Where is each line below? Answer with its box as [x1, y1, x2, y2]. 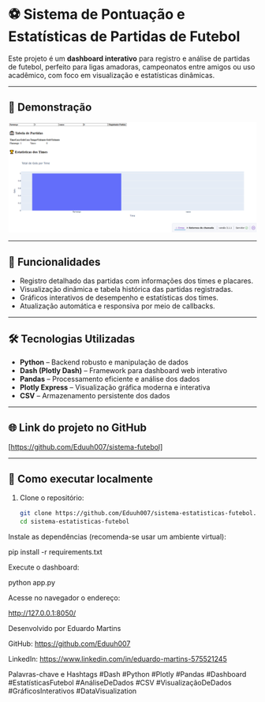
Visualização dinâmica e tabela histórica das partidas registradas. [19, 285, 233, 294]
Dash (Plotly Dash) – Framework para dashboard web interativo [19, 365, 227, 375]
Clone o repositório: [19, 493, 84, 502]
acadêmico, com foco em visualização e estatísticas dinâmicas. [8, 70, 215, 80]
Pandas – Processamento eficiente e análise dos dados [19, 374, 200, 383]
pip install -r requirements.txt [8, 547, 103, 557]
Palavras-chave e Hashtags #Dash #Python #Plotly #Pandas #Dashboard [8, 670, 247, 679]
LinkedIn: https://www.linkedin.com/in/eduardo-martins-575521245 [8, 655, 227, 664]
